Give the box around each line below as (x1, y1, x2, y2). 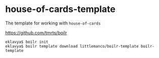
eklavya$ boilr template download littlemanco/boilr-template (5, 43, 139, 48)
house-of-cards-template (5, 3, 116, 15)
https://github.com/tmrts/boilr (5, 29, 67, 35)
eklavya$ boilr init (5, 39, 49, 44)
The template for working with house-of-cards (5, 20, 101, 26)
